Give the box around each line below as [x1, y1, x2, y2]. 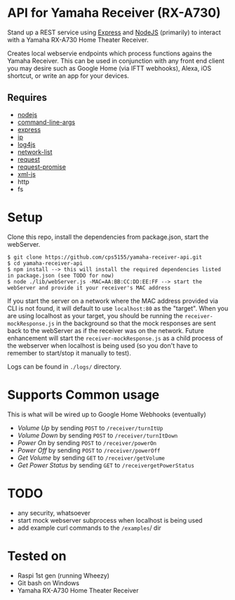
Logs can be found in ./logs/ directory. [7, 362, 121, 371]
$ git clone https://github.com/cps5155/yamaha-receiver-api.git [7, 254, 202, 261]
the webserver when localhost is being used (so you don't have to [7, 341, 199, 350]
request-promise [17, 163, 67, 171]
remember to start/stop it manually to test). [7, 348, 131, 357]
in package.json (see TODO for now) [7, 272, 114, 279]
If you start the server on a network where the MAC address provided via [7, 296, 219, 305]
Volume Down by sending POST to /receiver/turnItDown [17, 431, 178, 439]
